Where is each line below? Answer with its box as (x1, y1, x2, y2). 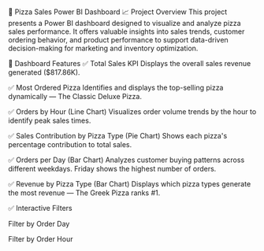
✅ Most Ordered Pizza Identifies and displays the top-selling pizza (8, 83, 224, 92)
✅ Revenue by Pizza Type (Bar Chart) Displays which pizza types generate (8, 179, 251, 188)
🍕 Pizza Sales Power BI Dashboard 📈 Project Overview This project (8, 7, 228, 17)
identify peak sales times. (8, 116, 91, 125)
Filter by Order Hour (8, 234, 73, 243)
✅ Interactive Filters (8, 204, 73, 212)
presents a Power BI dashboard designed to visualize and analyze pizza (8, 19, 242, 28)
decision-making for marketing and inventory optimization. (8, 43, 199, 53)
